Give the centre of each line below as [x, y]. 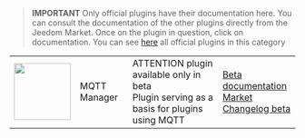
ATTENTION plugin [172, 63]
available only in [167, 74]
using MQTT [158, 120]
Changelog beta [256, 108]
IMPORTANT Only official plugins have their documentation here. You [162, 13]
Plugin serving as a [172, 97]
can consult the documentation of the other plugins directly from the [160, 23]
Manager [99, 97]
